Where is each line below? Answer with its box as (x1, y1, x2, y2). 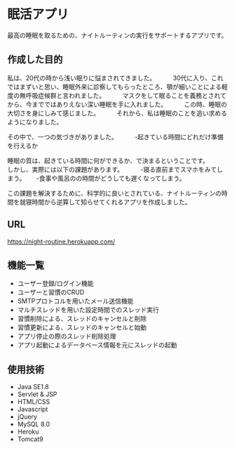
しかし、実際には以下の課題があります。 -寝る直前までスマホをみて (7, 165, 217, 173)
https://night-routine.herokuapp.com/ (7, 237, 116, 246)
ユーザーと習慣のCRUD (17, 288, 85, 296)
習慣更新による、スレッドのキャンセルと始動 (17, 323, 147, 331)
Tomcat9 (17, 435, 43, 443)
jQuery (17, 412, 37, 421)
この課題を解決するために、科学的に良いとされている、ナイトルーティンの (7, 189, 222, 197)
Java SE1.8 (17, 383, 49, 391)
